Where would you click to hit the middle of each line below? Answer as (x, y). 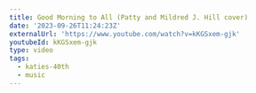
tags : (19, 58)
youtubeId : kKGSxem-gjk (53, 42)
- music (32, 75)
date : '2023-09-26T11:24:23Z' (65, 26)
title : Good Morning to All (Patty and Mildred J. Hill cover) (129, 17)
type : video (31, 50)
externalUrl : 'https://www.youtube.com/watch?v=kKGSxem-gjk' (125, 34)
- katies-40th (43, 67)
